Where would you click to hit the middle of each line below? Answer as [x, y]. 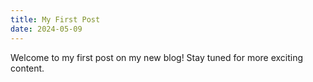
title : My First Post [55, 19]
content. [27, 68]
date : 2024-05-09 [46, 29]
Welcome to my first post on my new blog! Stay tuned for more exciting [157, 57]
